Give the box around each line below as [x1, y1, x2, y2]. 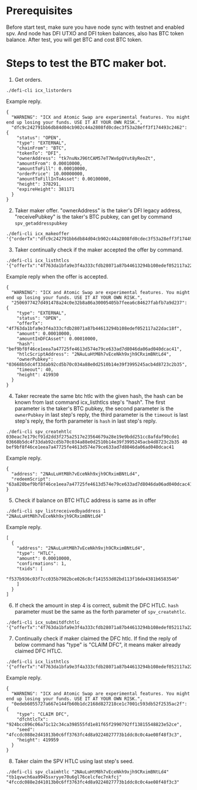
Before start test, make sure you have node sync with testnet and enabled [6, 24, 185, 31]
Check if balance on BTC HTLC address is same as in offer [14, 497, 157, 504]
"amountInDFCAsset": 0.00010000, [16, 336, 98, 342]
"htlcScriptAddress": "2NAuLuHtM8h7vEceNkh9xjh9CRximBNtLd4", [16, 351, 172, 357]
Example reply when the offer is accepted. [6, 273, 108, 280]
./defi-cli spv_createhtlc [6, 429, 72, 434]
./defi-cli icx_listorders [6, 87, 72, 93]
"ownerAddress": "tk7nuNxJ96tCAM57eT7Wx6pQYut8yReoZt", [16, 155, 157, 161]
